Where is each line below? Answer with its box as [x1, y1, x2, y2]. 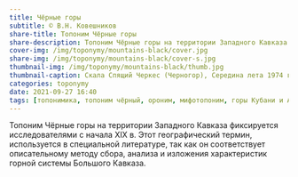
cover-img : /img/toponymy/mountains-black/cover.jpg [9, 46, 208, 55]
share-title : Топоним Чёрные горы [9, 29, 137, 38]
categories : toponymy [9, 79, 90, 88]
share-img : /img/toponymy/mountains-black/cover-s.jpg [9, 54, 216, 63]
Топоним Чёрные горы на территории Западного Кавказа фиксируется [9, 120, 279, 131]
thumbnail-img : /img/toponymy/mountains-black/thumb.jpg [9, 63, 224, 72]
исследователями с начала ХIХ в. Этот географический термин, [9, 130, 253, 141]
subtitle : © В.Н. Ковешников [9, 21, 117, 30]
